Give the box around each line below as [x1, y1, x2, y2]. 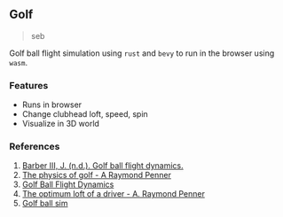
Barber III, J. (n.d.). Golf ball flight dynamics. [21, 160, 184, 171]
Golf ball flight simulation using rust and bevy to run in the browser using [9, 48, 275, 58]
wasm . [9, 57, 28, 67]
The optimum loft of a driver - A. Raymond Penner [21, 189, 206, 199]
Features [9, 79, 49, 91]
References [9, 141, 60, 153]
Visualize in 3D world [21, 119, 100, 129]
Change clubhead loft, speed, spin [21, 109, 148, 120]
